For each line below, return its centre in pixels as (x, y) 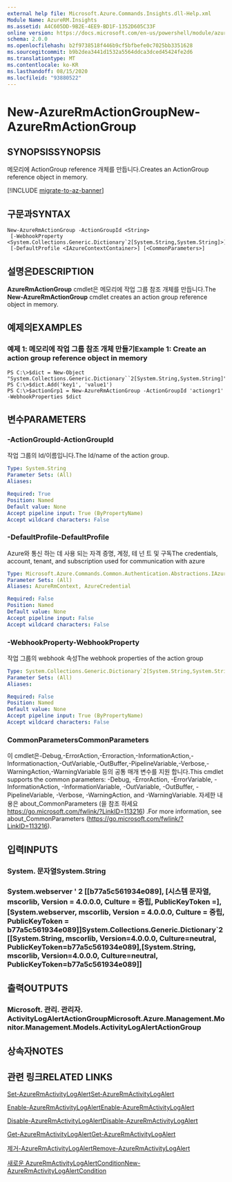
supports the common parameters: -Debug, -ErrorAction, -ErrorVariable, (110, 779)
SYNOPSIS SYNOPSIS (54, 152)
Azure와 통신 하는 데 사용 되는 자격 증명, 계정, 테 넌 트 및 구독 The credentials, (113, 553)
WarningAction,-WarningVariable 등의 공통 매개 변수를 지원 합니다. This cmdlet (115, 772)
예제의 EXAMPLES (45, 328)
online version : (30, 33)
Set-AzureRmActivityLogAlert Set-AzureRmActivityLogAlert (91, 1094)
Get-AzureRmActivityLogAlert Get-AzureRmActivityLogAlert (91, 1134)
